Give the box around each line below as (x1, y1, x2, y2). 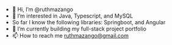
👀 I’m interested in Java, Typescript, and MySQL (12, 12, 133, 19)
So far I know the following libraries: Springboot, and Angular (12, 19, 166, 26)
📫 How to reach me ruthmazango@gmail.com (12, 32, 129, 39)
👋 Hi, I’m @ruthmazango (12, 6, 73, 13)
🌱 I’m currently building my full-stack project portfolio (12, 25, 146, 32)
